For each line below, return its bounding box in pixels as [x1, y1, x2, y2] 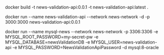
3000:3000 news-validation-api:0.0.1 [5, 19, 81, 25]
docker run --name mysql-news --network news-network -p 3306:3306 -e [5, 29, 158, 34]
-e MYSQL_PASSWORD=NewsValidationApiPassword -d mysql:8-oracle [12, 45, 159, 50]
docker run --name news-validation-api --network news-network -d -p [5, 14, 150, 19]
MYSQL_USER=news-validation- [91, 39, 157, 45]
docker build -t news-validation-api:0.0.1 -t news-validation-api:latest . [5, 4, 149, 10]
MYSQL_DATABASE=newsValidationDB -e [5, 39, 90, 45]
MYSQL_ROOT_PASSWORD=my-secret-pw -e [5, 34, 99, 40]
